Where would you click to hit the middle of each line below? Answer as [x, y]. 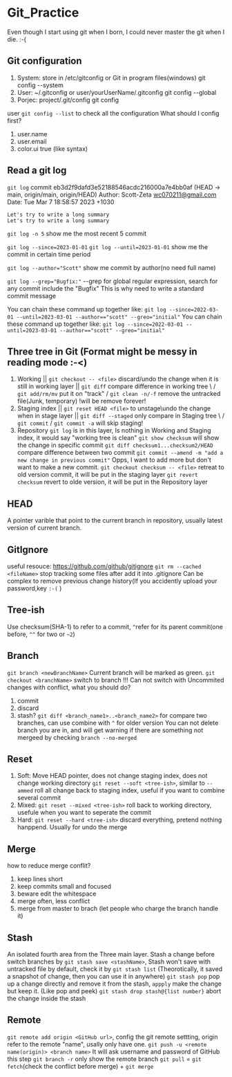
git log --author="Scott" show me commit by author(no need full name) [112, 267]
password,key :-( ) [35, 588]
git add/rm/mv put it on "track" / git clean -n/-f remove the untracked [119, 394]
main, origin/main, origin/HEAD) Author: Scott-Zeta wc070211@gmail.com [112, 194]
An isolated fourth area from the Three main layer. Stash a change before [111, 954]
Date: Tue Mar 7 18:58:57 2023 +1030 [61, 201]
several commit [39, 798]
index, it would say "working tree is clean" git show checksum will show [118, 438]
